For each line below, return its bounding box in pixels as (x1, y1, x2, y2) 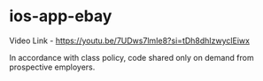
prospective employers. (9, 62, 96, 72)
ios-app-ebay (9, 6, 112, 26)
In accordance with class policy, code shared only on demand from (9, 52, 254, 63)
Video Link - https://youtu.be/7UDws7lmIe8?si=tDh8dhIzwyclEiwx (9, 35, 251, 46)
